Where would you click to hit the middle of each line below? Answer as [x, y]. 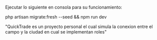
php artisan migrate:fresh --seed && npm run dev [56, 17]
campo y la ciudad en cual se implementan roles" [56, 32]
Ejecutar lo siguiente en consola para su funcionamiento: [64, 7]
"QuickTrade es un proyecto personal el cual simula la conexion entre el [79, 26]
